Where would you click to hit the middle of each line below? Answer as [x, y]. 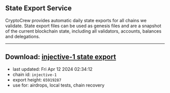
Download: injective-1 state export [61, 57]
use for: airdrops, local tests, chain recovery [58, 85]
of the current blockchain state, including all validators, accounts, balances [83, 31]
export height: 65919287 [37, 79]
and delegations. [23, 36]
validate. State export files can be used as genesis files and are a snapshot [83, 26]
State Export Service [38, 8]
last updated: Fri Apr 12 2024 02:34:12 [52, 69]
